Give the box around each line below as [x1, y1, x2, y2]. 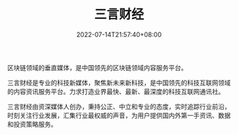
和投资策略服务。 [7, 119, 57, 128]
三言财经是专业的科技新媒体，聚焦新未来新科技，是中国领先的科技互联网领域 [7, 78, 231, 87]
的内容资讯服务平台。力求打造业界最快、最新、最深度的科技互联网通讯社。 [7, 87, 225, 95]
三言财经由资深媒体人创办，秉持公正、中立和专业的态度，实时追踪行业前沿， [7, 102, 231, 110]
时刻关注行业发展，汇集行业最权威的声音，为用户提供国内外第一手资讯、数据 [7, 111, 231, 119]
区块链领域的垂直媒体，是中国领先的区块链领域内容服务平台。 [7, 63, 188, 71]
